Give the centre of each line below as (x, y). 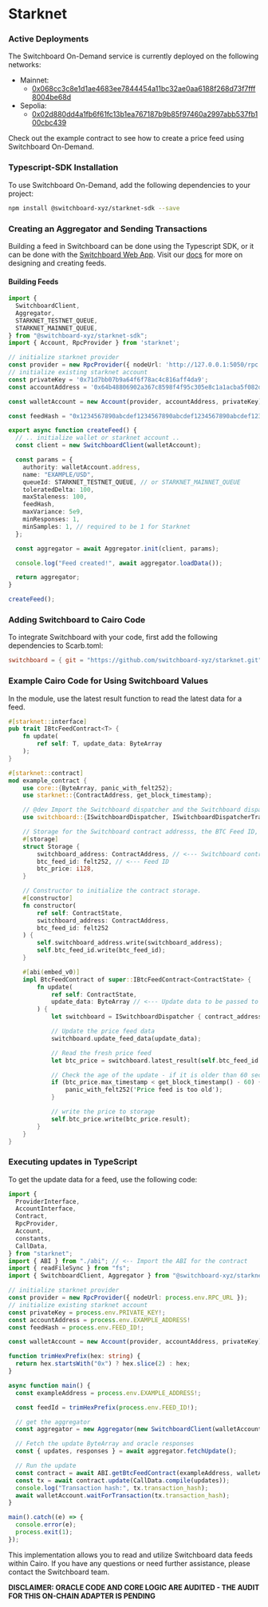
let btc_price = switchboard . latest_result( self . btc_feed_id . (156, 1061)
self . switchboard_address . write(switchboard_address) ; (130, 943)
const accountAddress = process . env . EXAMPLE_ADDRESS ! (100, 1320)
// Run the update (46, 1466)
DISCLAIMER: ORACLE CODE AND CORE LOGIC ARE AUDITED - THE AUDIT (134, 1587)
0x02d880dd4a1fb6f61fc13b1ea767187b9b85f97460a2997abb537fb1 (145, 114)
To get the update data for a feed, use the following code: (103, 1179)
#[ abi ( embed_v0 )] (51, 972)
